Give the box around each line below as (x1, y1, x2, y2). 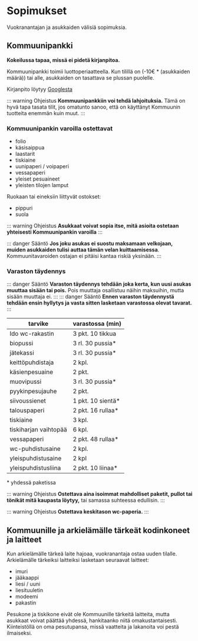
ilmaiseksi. (6, 630, 32, 637)
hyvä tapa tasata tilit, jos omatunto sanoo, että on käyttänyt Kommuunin (6, 103, 181, 110)
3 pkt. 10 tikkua (72, 329, 117, 338)
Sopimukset (6, 4, 67, 18)
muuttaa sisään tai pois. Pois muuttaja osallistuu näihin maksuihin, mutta (6, 287, 184, 294)
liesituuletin (15, 587, 44, 594)
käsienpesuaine (9, 368, 54, 376)
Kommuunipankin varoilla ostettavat (6, 124, 113, 132)
